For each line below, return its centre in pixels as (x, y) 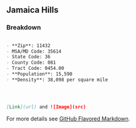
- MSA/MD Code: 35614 (34, 51)
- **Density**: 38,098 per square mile (57, 80)
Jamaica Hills (32, 10)
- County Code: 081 (31, 63)
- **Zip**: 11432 (28, 45)
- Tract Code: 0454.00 (35, 69)
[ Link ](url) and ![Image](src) (46, 107)
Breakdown (24, 28)
